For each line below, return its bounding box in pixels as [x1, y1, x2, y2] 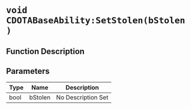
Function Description [6, 46, 85, 56]
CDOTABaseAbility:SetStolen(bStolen [6, 15, 186, 26]
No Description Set [56, 93, 109, 101]
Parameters [6, 66, 50, 76]
